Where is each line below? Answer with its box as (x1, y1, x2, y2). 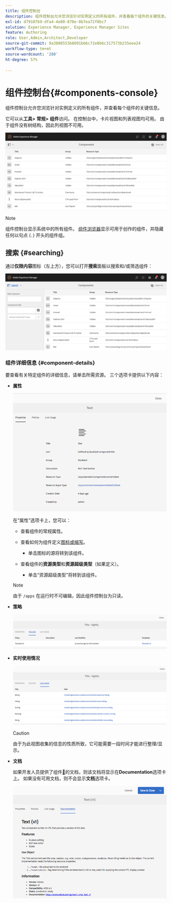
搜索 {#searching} (5, 248, 64, 257)
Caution (12, 730, 30, 736)
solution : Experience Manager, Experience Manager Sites (5, 25, 130, 30)
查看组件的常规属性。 (20, 528, 66, 534)
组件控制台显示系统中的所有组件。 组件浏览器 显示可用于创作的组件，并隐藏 (5, 225, 164, 232)
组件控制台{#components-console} (5, 87, 159, 99)
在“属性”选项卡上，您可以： (12, 517, 71, 523)
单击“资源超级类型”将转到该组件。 (28, 572, 100, 578)
